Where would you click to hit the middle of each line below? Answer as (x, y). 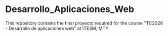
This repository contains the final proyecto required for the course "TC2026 (84, 23)
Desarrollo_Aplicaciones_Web (70, 9)
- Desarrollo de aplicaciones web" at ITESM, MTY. (57, 28)
